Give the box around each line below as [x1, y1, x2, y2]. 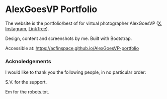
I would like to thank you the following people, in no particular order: [5, 69, 146, 75]
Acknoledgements [5, 58, 51, 65]
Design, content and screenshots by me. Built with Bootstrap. [5, 35, 132, 41]
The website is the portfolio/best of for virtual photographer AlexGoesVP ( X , [5, 20, 162, 26]
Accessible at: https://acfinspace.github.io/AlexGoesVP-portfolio [5, 45, 139, 51]
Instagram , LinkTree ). [5, 25, 49, 31]
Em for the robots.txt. [5, 89, 49, 95]
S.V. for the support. [5, 79, 47, 85]
